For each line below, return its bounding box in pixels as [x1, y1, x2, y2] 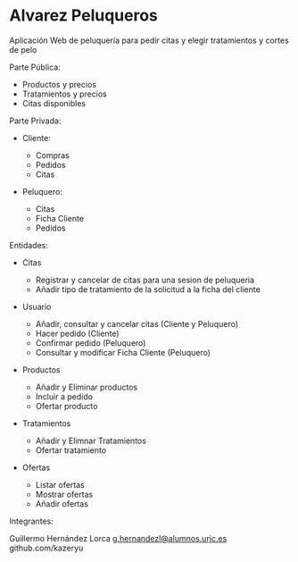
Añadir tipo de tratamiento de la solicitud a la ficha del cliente [35, 283, 261, 295]
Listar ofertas [35, 479, 85, 490]
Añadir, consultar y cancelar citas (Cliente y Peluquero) [35, 318, 239, 329]
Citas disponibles [21, 97, 87, 108]
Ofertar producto [35, 400, 98, 411]
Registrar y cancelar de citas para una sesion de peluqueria [35, 274, 255, 285]
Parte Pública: [9, 62, 61, 72]
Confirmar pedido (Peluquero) [35, 337, 146, 348]
